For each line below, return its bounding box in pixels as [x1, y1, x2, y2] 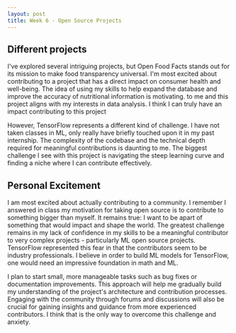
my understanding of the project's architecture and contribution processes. [7, 288, 227, 296]
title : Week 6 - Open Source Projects [7, 17, 122, 24]
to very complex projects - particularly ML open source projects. [7, 236, 196, 245]
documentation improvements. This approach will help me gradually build [7, 280, 222, 288]
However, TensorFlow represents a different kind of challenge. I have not [7, 121, 220, 130]
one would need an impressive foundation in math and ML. [7, 258, 179, 267]
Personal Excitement [7, 179, 101, 192]
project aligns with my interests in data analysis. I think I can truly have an [7, 100, 222, 109]
